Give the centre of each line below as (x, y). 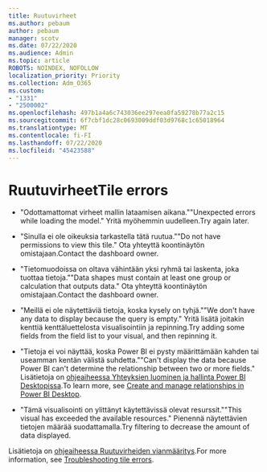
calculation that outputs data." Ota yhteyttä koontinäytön (113, 286)
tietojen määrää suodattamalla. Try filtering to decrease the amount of (135, 427)
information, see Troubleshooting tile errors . (81, 460)
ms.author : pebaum (39, 23)
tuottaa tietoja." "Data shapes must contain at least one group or (125, 277)
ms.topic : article (39, 61)
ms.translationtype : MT (48, 128)
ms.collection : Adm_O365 (50, 83)
